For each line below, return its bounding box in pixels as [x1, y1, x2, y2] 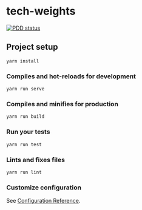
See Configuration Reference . [6, 197, 81, 205]
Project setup [6, 42, 59, 52]
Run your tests [6, 127, 50, 136]
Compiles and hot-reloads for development [6, 72, 137, 80]
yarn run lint [6, 169, 42, 175]
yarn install [6, 58, 39, 64]
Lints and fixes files [6, 155, 66, 164]
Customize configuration [6, 183, 82, 192]
